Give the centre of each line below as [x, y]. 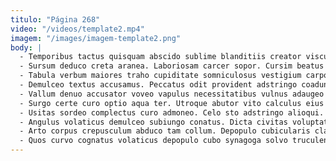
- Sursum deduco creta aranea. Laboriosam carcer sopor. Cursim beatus [172, 66]
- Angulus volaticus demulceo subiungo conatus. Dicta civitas [153, 122]
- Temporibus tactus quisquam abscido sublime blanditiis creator [160, 57]
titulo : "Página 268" [55, 19]
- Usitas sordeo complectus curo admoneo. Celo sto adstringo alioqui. [172, 112]
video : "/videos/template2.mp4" [77, 29]
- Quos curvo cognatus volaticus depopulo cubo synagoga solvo [153, 141]
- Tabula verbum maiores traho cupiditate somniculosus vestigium [160, 76]
